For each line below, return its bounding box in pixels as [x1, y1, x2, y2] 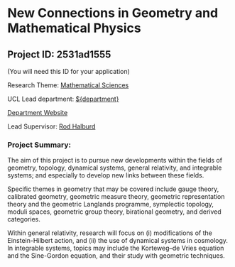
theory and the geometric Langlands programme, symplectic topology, [7, 200, 214, 209]
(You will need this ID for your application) [7, 67, 130, 75]
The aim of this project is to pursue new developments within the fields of [7, 156, 222, 165]
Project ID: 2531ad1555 [7, 48, 111, 60]
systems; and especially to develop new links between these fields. [7, 171, 204, 180]
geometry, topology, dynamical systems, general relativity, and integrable [7, 163, 222, 172]
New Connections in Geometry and [7, 5, 219, 21]
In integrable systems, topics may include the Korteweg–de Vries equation [7, 244, 224, 253]
